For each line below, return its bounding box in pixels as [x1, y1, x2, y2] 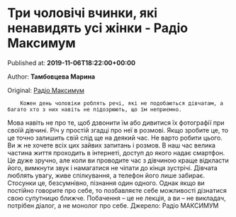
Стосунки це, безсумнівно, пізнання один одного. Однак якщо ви [7, 179, 206, 187]
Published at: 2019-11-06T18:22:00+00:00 [7, 58, 136, 67]
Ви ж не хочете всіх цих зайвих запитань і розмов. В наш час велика [7, 140, 216, 150]
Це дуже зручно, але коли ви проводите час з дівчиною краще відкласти [7, 156, 229, 165]
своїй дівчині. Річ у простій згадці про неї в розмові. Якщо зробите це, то [7, 126, 229, 134]
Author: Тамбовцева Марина [7, 72, 96, 81]
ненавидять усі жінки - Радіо [7, 20, 189, 36]
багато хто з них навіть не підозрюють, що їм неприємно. [7, 106, 182, 113]
